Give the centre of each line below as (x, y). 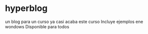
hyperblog (26, 8)
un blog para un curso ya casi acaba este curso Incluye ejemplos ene (74, 22)
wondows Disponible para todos (37, 26)
